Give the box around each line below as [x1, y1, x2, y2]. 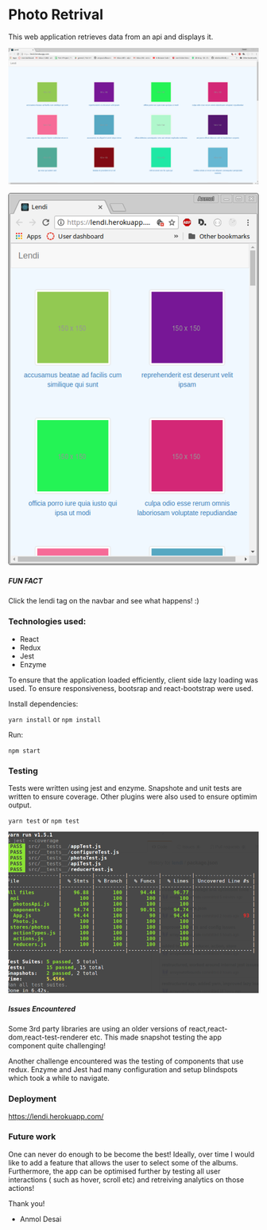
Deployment [8, 1094, 57, 1105]
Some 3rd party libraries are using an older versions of [8, 1024, 188, 1034]
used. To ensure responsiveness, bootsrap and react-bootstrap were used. [8, 683, 254, 693]
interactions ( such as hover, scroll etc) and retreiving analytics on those [8, 1174, 245, 1185]
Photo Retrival [8, 6, 103, 24]
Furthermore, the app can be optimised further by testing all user [8, 1166, 221, 1176]
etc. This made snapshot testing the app [90, 1032, 222, 1042]
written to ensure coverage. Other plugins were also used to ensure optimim [8, 792, 257, 802]
